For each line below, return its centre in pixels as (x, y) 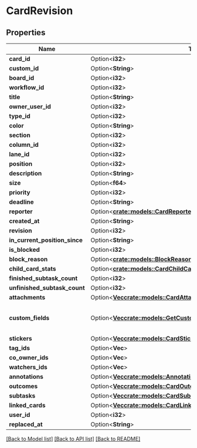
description (26, 173)
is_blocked (24, 250)
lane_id (19, 154)
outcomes (23, 386)
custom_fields (29, 318)
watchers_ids (28, 367)
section (20, 135)
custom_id (24, 68)
